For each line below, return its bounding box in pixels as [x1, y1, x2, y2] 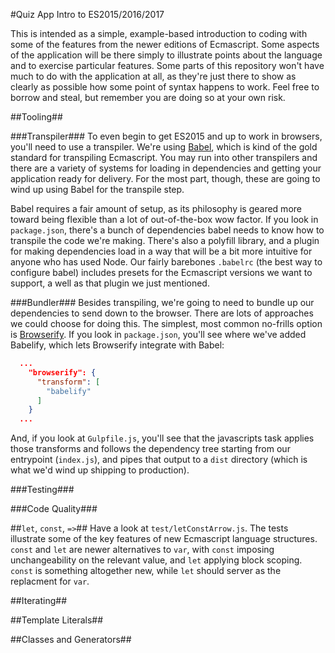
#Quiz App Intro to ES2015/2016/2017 [10, 9, 165, 20]
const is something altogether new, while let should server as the [10, 565, 282, 577]
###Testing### [10, 484, 75, 496]
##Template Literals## [10, 614, 104, 626]
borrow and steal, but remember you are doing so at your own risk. [10, 92, 286, 103]
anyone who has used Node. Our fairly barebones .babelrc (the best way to [10, 256, 323, 268]
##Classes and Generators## [10, 634, 132, 646]
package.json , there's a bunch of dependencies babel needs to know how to [10, 224, 325, 236]
